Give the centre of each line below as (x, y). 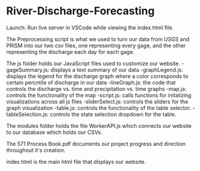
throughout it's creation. (36, 150)
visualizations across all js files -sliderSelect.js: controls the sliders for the (97, 101)
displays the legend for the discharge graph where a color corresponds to (97, 76)
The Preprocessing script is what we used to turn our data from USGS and (98, 39)
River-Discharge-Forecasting (81, 11)
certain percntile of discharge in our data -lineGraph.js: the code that (91, 83)
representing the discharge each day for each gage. (70, 51)
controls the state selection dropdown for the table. (113, 114)
